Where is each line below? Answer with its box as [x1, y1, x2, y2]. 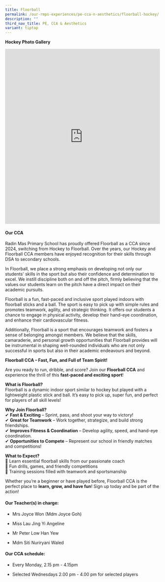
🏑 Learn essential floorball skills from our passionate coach [5, 458, 125, 464]
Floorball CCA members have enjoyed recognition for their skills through [5, 251, 151, 257]
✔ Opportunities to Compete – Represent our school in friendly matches [5, 438, 152, 444]
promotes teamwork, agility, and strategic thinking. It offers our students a [5, 307, 155, 313]
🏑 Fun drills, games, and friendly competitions [5, 463, 98, 469]
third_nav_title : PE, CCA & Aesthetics [5, 21, 87, 26]
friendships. [5, 422, 29, 428]
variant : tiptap [5, 26, 38, 31]
